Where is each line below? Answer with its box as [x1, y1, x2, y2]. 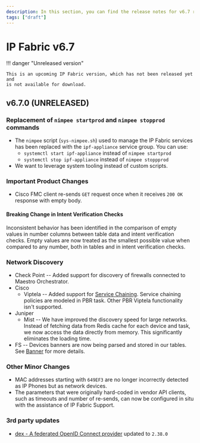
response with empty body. [14, 197, 82, 204]
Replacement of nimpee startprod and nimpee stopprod [6, 116, 165, 124]
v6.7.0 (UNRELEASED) [6, 98, 89, 108]
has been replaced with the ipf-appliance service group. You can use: [14, 143, 189, 150]
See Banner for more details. [14, 347, 85, 355]
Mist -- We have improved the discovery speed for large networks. [23, 316, 187, 323]
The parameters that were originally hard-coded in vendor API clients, [14, 389, 186, 396]
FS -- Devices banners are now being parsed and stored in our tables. [14, 341, 187, 348]
